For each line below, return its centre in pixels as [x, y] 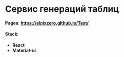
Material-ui [24, 50]
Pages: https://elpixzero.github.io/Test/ [47, 23]
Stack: [12, 34]
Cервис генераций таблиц [62, 9]
